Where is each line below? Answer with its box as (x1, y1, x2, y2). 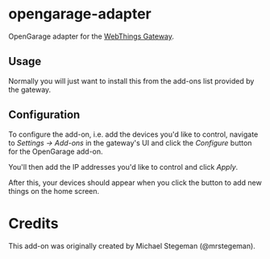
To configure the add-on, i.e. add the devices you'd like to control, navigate (8, 129, 259, 139)
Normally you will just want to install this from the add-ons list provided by (8, 76, 255, 85)
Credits (8, 214, 59, 232)
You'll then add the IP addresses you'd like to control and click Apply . (8, 162, 239, 171)
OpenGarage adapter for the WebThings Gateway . (8, 31, 175, 41)
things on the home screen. (8, 186, 100, 195)
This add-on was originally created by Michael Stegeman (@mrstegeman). (8, 240, 255, 250)
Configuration (8, 108, 81, 121)
